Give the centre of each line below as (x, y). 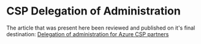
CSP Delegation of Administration (93, 11)
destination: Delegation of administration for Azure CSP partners (88, 34)
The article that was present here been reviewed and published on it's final (101, 28)
